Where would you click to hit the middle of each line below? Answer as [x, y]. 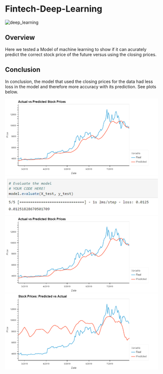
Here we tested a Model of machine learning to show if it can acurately [76, 49]
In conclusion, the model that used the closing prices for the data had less [79, 81]
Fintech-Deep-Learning [54, 9]
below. [12, 92]
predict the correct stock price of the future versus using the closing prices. [81, 54]
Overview [20, 38]
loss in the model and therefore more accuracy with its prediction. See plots [81, 86]
